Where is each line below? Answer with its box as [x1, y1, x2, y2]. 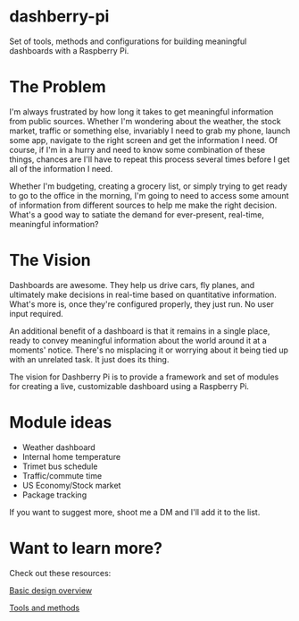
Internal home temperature [21, 451, 121, 462]
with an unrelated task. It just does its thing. [9, 353, 170, 364]
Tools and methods [9, 602, 80, 613]
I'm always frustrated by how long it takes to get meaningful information [9, 106, 274, 117]
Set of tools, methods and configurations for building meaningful [9, 36, 247, 47]
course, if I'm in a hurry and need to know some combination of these [9, 144, 266, 155]
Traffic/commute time [21, 470, 103, 481]
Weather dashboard [21, 441, 96, 453]
